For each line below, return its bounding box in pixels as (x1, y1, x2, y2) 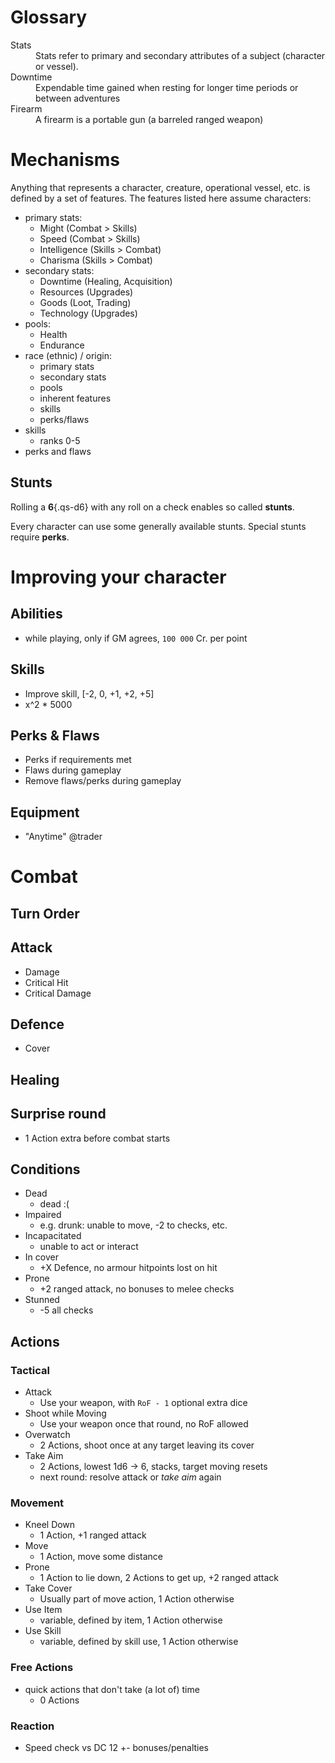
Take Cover (24, 1582, 73, 1595)
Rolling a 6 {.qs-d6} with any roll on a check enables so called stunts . (10, 501, 295, 513)
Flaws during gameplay (24, 764, 122, 776)
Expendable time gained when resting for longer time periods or (35, 81, 299, 93)
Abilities (10, 606, 63, 623)
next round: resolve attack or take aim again (39, 1471, 222, 1483)
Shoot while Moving (24, 1407, 107, 1420)
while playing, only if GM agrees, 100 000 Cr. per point (24, 632, 248, 644)
